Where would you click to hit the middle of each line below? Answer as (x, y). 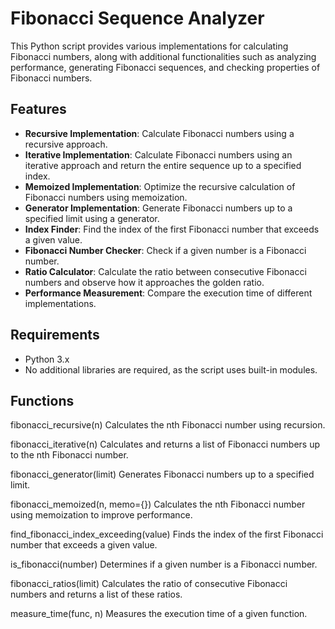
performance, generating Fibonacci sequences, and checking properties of (165, 67)
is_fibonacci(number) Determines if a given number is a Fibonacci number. (164, 564)
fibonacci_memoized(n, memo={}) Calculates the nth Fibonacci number (158, 504)
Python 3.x (47, 359)
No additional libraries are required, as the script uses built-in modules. (171, 369)
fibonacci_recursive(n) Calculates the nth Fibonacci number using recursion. (168, 425)
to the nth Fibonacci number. (69, 455)
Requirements (55, 335)
